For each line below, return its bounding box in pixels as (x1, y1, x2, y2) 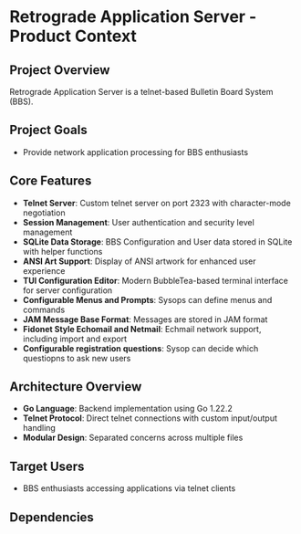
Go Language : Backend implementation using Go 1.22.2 (22, 403, 233, 414)
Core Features (9, 173, 92, 189)
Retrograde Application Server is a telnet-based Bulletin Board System (9, 87, 274, 97)
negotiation (22, 207, 66, 218)
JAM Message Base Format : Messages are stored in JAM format (22, 313, 268, 325)
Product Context (9, 26, 137, 47)
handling (22, 423, 57, 434)
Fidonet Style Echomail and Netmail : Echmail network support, (22, 323, 262, 334)
